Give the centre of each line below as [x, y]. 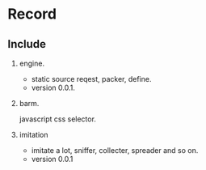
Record [32, 14]
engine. [32, 63]
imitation [34, 135]
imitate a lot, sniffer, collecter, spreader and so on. [115, 150]
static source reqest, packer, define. [91, 79]
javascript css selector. [57, 119]
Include [27, 44]
